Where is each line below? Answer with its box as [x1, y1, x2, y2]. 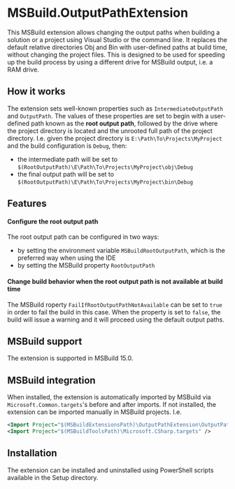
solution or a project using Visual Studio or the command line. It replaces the [7, 35, 227, 43]
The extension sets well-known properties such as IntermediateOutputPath [7, 104, 224, 113]
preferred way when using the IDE [17, 254, 116, 262]
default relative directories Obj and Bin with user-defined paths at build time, [7, 43, 227, 51]
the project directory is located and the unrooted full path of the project [7, 126, 213, 135]
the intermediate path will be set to [17, 155, 117, 163]
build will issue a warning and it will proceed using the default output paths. [7, 315, 225, 324]
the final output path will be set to [17, 170, 114, 178]
